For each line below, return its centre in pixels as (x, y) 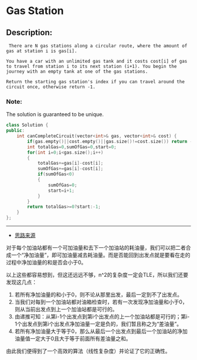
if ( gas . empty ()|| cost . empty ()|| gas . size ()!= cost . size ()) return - (110, 141)
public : (16, 131)
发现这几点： (21, 282)
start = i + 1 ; (61, 191)
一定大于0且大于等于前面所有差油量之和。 (81, 339)
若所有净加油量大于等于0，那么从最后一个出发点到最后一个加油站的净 (98, 331)
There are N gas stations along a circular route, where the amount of (98, 46)
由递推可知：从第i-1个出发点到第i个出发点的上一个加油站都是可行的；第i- (102, 317)
